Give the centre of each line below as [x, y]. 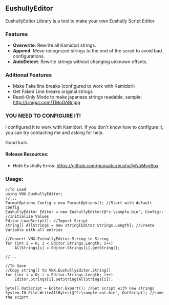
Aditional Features [29, 75]
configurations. [29, 56]
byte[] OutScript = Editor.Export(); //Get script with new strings [80, 289]
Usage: [15, 179]
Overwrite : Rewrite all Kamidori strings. [54, 45]
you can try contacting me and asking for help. [55, 132]
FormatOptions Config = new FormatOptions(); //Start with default [79, 203]
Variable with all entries [34, 230]
